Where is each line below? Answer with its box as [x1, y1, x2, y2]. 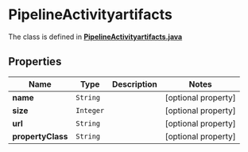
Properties [8, 55, 62, 68]
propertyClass [12, 131, 68, 142]
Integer [75, 106, 105, 115]
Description [112, 78, 157, 89]
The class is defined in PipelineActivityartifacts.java [8, 32, 183, 41]
